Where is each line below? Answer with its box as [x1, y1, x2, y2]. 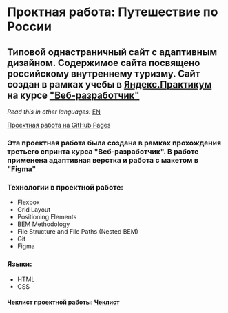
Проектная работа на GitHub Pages [7, 121, 111, 129]
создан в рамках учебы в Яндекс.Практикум [7, 79, 212, 90]
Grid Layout [17, 205, 50, 214]
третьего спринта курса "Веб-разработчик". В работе [7, 146, 199, 156]
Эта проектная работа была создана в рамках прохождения [7, 138, 222, 148]
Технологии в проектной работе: [7, 182, 124, 192]
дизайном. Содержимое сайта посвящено [7, 57, 200, 69]
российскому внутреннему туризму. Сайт [7, 68, 200, 79]
